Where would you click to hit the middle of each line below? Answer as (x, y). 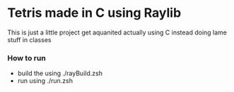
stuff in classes (29, 39)
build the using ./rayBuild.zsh (60, 73)
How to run (27, 58)
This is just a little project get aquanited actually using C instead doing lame (117, 32)
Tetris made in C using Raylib (94, 13)
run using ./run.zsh (45, 81)
